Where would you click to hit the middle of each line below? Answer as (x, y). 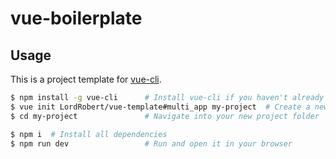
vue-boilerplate (76, 18)
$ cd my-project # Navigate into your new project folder (165, 116)
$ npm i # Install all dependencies (89, 134)
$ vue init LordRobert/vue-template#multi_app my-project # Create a (160, 107)
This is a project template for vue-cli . (86, 79)
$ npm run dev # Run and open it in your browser (151, 143)
